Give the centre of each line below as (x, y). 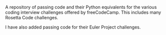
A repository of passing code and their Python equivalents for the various (81, 7)
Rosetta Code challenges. (32, 17)
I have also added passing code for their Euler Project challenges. (73, 27)
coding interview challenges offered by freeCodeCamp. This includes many (83, 12)
